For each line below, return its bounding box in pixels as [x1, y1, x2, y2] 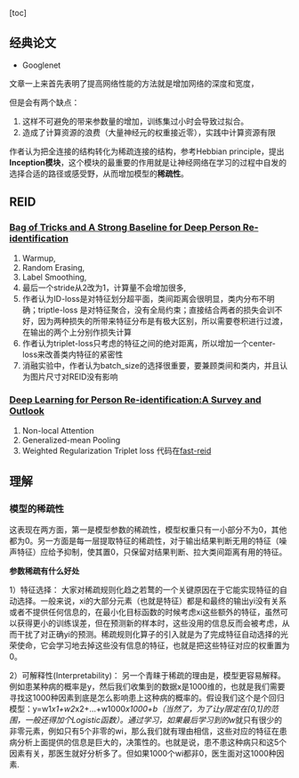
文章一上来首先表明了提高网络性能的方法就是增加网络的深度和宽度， [9, 77, 259, 88]
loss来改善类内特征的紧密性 [21, 349, 124, 360]
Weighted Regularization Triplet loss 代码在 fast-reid [21, 445, 212, 456]
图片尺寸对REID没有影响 [29, 371, 118, 382]
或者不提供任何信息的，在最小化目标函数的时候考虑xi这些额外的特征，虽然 [9, 607, 281, 618]
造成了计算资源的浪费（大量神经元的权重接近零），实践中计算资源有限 [21, 126, 276, 137]
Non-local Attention [21, 425, 95, 435]
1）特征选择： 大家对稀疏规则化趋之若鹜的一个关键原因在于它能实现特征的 [9, 585, 280, 596]
